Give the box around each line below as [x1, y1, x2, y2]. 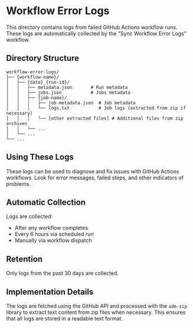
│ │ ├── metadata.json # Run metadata [6, 84, 128, 90]
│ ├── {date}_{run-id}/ [6, 79, 70, 85]
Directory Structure [6, 53, 80, 63]
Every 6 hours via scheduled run [14, 231, 94, 238]
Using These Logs [6, 152, 74, 162]
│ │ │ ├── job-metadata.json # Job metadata [6, 100, 136, 106]
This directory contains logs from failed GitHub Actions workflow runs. [6, 24, 178, 31]
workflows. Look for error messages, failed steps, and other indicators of [6, 174, 184, 181]
